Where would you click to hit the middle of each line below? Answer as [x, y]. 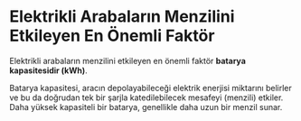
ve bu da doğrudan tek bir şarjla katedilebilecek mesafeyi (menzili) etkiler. [146, 98]
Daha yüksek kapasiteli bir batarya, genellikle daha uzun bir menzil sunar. [146, 107]
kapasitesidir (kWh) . [48, 70]
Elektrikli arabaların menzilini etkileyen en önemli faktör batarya [128, 60]
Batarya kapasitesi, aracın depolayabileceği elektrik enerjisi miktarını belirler [150, 88]
